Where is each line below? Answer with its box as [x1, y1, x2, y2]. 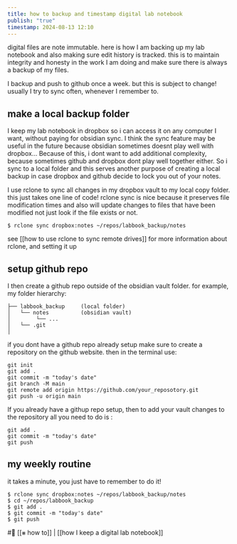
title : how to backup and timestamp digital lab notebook [7, 10, 183, 18]
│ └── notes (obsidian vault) [7, 309, 132, 316]
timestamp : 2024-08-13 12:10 [7, 23, 94, 31]
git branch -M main [7, 380, 65, 388]
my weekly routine [7, 458, 91, 470]
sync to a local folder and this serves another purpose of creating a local [7, 164, 221, 173]
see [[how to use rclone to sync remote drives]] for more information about [7, 235, 228, 243]
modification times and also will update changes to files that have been [7, 201, 216, 210]
